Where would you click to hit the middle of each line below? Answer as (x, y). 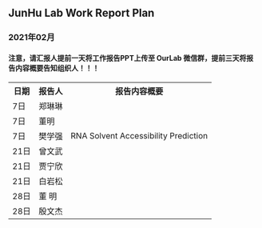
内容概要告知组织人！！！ (57, 68)
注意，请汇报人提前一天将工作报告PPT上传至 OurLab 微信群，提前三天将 (127, 58)
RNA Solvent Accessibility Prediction (139, 135)
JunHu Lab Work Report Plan (81, 13)
